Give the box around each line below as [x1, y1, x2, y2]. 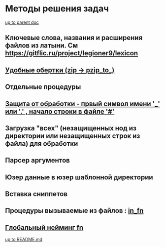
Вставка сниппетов [5, 190, 68, 198]
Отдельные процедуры [5, 82, 81, 91]
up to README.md [5, 237, 43, 243]
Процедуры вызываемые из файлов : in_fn [5, 206, 144, 215]
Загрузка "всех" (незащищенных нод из [5, 124, 137, 132]
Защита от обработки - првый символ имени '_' [5, 99, 160, 108]
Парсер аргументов [5, 156, 70, 165]
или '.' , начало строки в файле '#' [5, 107, 115, 116]
